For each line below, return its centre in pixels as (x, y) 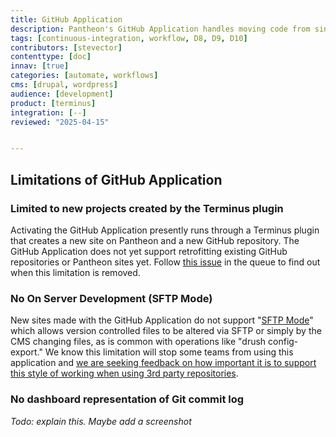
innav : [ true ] (40, 66)
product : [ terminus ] (53, 103)
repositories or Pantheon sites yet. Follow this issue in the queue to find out (165, 262)
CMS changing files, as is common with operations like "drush (138, 342)
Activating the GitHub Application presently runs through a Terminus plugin (165, 230)
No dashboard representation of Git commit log (127, 399)
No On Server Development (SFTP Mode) (111, 298)
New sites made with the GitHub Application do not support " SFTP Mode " (162, 320)
